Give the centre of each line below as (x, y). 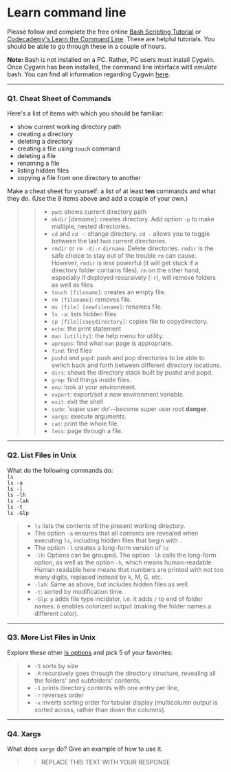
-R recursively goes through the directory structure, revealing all (125, 673)
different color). (56, 613)
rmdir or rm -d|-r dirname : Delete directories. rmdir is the (133, 248)
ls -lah (18, 501)
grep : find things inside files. (91, 380)
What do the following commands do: (60, 470)
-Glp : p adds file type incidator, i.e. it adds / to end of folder (118, 599)
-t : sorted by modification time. (79, 591)
